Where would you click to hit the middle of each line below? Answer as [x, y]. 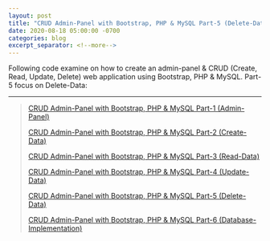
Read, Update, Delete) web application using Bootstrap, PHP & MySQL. [126, 77]
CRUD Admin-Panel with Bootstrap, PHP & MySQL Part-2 [122, 132]
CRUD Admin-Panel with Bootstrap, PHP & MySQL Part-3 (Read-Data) [143, 156]
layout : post [30, 16]
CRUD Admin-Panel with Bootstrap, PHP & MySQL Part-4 [123, 172]
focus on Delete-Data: [51, 86]
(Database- [238, 220]
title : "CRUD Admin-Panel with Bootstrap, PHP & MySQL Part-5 [115, 23]
